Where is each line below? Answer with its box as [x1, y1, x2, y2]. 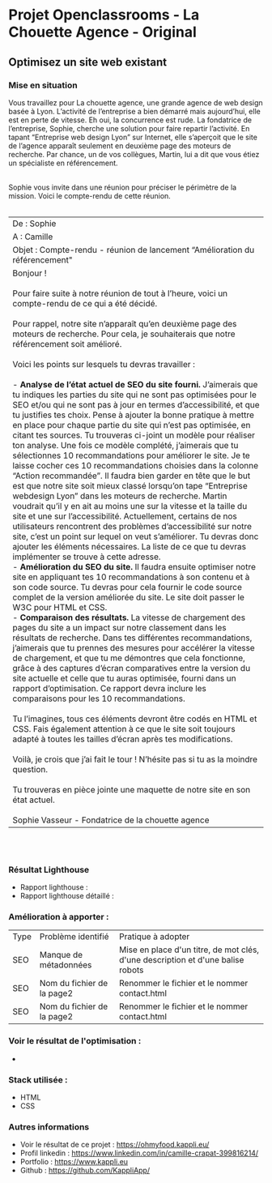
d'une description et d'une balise [118, 955, 244, 966]
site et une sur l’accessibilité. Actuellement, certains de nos [12, 510, 237, 522]
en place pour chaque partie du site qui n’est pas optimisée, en [12, 419, 251, 430]
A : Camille [12, 231, 53, 242]
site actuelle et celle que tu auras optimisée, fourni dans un [12, 673, 236, 684]
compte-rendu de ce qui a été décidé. [12, 297, 158, 309]
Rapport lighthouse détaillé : [19, 891, 115, 901]
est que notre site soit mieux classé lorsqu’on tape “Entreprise [12, 480, 249, 491]
